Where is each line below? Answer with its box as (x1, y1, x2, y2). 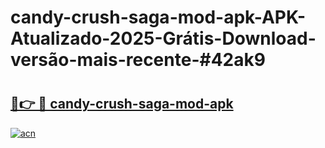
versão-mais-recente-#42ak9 (10, 49, 266, 71)
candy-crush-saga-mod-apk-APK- (10, 6, 307, 29)
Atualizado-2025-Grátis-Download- (10, 27, 317, 50)
